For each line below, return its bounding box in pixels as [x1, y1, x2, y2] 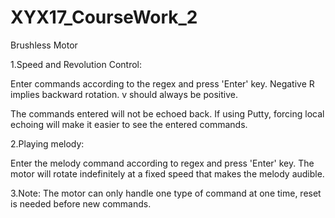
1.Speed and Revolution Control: [10, 58, 143, 70]
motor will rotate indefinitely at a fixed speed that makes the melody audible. [10, 167, 325, 180]
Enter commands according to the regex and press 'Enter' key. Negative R [10, 77, 315, 90]
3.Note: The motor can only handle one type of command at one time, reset [10, 187, 322, 199]
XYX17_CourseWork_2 [10, 6, 198, 29]
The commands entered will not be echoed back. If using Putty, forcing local [10, 107, 325, 120]
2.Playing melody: [10, 137, 85, 150]
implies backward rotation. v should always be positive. [10, 88, 238, 100]
